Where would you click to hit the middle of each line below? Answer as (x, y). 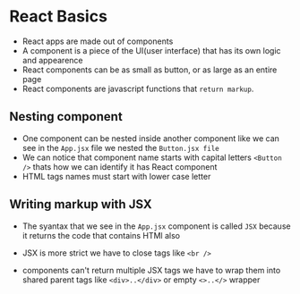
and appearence (52, 60)
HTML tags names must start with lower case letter (116, 176)
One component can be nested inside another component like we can (151, 138)
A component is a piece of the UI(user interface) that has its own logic (151, 50)
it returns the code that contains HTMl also (101, 235)
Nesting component (66, 117)
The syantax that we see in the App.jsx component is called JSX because (156, 226)
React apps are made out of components (98, 41)
